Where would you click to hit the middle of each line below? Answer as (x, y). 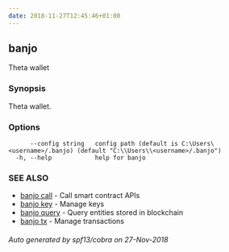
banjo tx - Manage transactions (72, 221)
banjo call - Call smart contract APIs (80, 196)
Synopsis (27, 89)
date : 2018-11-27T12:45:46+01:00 (65, 16)
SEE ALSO (29, 178)
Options (24, 127)
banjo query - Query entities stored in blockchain (102, 213)
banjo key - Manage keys (62, 204)
